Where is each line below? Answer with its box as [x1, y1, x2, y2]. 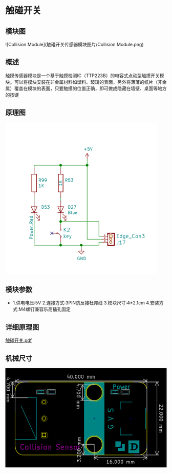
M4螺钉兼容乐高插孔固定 [18, 306, 71, 313]
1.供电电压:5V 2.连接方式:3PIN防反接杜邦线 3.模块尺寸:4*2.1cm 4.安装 [12, 300, 160, 306]
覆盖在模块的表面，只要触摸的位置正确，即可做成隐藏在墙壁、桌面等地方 [14, 85, 167, 92]
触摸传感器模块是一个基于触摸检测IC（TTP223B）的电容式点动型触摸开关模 [5, 72, 164, 79]
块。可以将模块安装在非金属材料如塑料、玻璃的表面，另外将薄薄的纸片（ [5, 79, 158, 85]
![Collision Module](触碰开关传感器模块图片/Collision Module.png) [5, 42, 144, 47]
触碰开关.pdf [5, 337, 32, 343]
